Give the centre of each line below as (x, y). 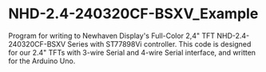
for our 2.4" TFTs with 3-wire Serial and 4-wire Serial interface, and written (132, 52)
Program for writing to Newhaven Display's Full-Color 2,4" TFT (112, 36)
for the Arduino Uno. (42, 61)
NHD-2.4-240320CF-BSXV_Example (133, 14)
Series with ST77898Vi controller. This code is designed (159, 44)
